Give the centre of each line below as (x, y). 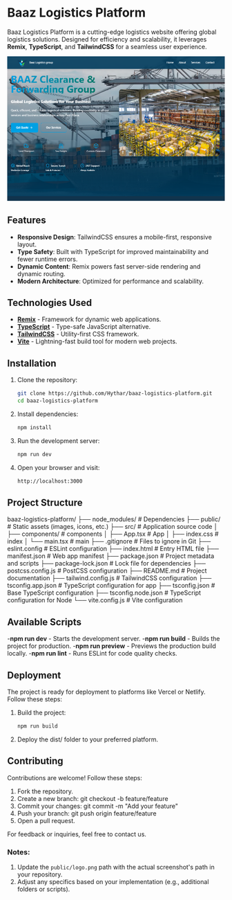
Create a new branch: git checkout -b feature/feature (93, 798)
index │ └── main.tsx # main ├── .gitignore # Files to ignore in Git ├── (109, 541)
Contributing (35, 761)
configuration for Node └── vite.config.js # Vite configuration (95, 600)
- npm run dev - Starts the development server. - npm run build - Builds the (114, 639)
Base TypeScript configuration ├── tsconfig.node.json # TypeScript (104, 593)
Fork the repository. (45, 791)
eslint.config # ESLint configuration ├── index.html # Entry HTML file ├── (113, 549)
